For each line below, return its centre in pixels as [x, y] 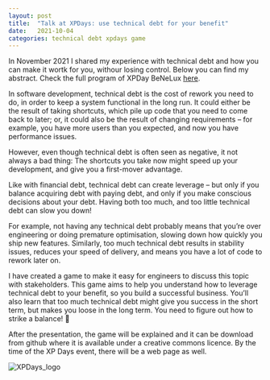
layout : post [30, 16]
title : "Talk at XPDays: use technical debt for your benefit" [118, 23]
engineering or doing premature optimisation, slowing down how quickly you [135, 235]
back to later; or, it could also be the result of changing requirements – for [131, 120]
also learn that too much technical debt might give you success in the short [133, 302]
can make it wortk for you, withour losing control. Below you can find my [129, 70]
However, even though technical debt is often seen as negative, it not [123, 152]
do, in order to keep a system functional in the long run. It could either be [130, 102]
